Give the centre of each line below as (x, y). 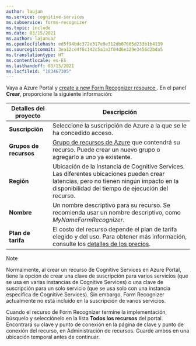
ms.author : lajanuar (31, 39)
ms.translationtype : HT (35, 55)
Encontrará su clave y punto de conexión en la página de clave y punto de (95, 324)
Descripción (120, 112)
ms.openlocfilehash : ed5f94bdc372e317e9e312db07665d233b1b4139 (85, 44)
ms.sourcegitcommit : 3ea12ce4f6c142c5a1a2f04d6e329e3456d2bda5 (85, 50)
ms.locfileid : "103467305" (39, 71)
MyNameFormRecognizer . (88, 220)
